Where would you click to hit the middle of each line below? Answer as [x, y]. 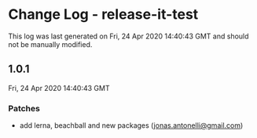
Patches [24, 108]
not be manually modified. [50, 44]
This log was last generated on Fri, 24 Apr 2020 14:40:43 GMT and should [128, 36]
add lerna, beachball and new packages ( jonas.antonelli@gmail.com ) [131, 125]
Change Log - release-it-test [103, 15]
